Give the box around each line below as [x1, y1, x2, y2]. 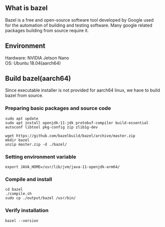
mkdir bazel [5, 137, 30, 142]
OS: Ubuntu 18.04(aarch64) [5, 60, 61, 66]
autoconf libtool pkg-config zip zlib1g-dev [5, 125, 98, 130]
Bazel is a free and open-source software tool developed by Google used [5, 17, 154, 23]
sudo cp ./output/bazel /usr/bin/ [5, 195, 76, 201]
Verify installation [5, 207, 49, 214]
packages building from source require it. [5, 27, 89, 33]
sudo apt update [5, 116, 38, 121]
